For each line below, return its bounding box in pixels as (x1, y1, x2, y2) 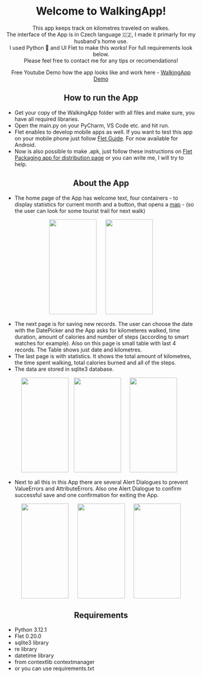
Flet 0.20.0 (14, 632, 42, 640)
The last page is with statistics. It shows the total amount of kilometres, (14, 352, 192, 359)
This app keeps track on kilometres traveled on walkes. (32, 24, 170, 32)
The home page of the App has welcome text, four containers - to (14, 194, 178, 202)
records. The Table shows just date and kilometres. (14, 346, 142, 353)
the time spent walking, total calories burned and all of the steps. (14, 359, 177, 366)
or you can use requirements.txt (14, 665, 94, 672)
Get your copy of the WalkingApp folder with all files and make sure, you (14, 109, 195, 116)
